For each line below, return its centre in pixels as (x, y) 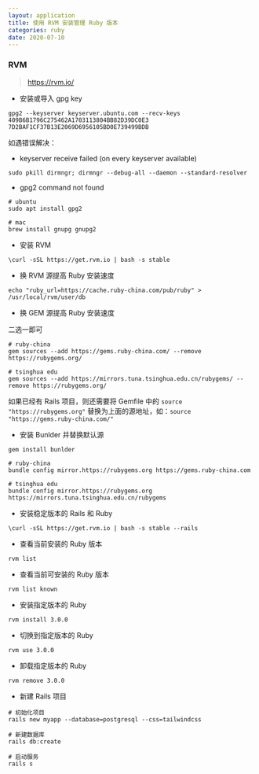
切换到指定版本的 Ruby (57, 635)
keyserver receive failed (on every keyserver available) (108, 158)
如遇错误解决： (32, 142)
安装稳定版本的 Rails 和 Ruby (66, 513)
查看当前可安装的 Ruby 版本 (64, 574)
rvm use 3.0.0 (31, 650)
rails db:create (35, 741)
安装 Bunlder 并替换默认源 (62, 434)
